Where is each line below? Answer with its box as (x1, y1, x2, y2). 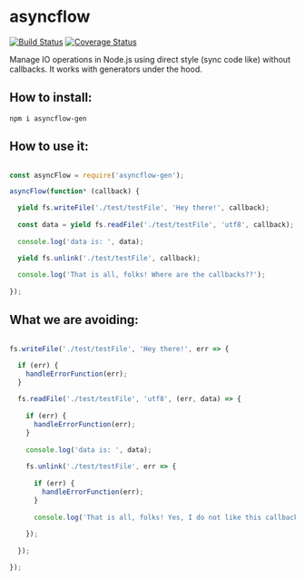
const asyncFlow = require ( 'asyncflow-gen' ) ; (9, 171, 184, 180)
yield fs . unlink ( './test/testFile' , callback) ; (17, 253, 202, 262)
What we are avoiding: (9, 312, 139, 328)
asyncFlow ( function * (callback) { (9, 187, 141, 196)
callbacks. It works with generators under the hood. (9, 64, 202, 74)
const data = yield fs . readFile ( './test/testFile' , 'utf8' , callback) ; (17, 221, 295, 230)
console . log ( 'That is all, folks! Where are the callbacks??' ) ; (17, 270, 266, 280)
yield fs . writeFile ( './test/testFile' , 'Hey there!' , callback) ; (17, 203, 271, 212)
